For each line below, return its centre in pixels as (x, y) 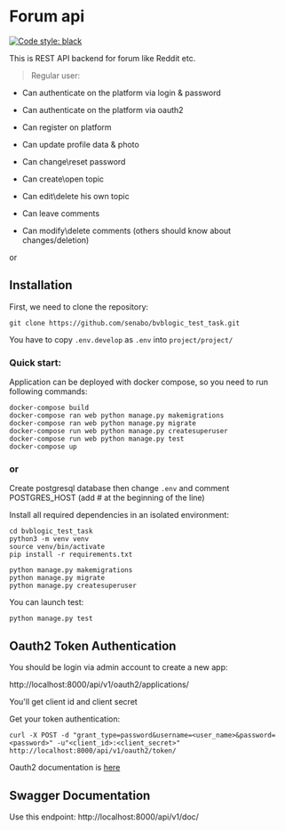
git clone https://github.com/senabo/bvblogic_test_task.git (125, 323)
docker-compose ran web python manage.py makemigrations (117, 415)
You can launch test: (47, 602)
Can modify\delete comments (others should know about (127, 230)
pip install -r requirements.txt (71, 555)
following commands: (48, 391)
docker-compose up (43, 447)
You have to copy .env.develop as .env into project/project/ (121, 339)
